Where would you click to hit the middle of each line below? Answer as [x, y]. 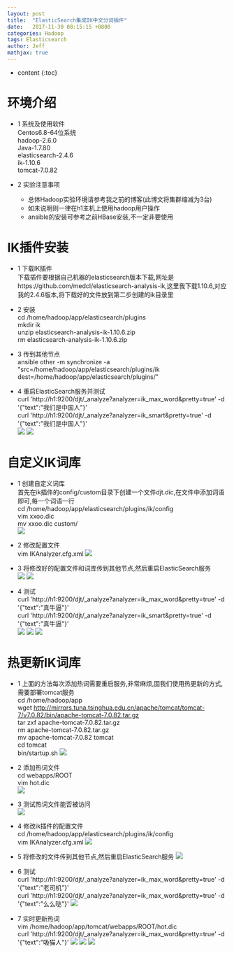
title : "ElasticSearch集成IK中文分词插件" [67, 20]
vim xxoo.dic [36, 516]
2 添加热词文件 [39, 767]
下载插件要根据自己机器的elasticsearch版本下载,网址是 [96, 277]
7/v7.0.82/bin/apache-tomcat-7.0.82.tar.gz [78, 715]
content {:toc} [37, 72]
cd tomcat [32, 745]
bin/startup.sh [37, 753]
